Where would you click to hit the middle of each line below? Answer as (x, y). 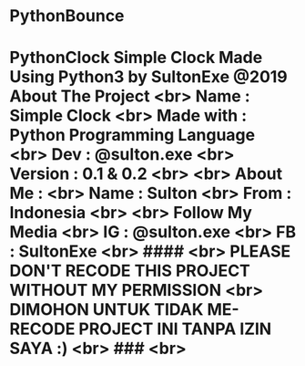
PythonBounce (67, 16)
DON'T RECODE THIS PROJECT (130, 271)
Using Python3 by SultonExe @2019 (149, 77)
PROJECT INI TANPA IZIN (175, 329)
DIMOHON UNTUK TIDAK (107, 310)
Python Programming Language (132, 136)
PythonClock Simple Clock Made (136, 58)
